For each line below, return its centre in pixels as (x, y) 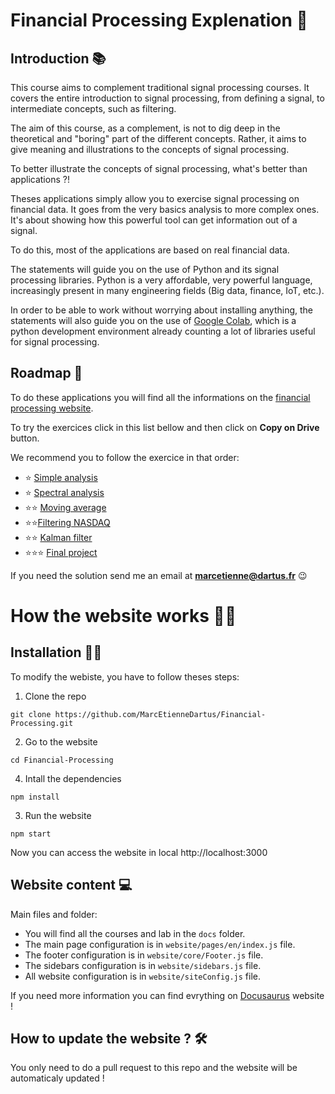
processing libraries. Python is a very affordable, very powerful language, (161, 280)
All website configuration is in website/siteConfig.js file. (143, 976)
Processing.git (42, 723)
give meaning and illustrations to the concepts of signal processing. (150, 149)
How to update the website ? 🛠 (109, 1039)
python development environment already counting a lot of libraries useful (163, 331)
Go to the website (61, 741)
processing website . (52, 408)
